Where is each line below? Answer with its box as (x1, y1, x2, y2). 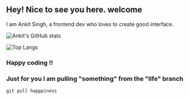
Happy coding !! (6, 58, 54, 67)
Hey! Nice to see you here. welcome (6, 5, 142, 15)
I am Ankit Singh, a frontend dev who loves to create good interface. (6, 20, 174, 27)
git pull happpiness (6, 88, 58, 94)
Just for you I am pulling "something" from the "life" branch (6, 74, 184, 83)
